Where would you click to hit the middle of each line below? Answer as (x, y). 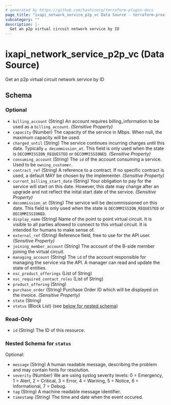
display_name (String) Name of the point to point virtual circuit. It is (82, 219)
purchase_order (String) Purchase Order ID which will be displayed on (85, 289)
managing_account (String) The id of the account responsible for (79, 257)
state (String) (27, 300)
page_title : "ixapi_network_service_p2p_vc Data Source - (68, 15)
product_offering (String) (39, 284)
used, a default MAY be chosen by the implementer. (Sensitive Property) (88, 175)
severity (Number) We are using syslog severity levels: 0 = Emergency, (88, 375)
